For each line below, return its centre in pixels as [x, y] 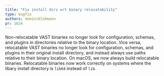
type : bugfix [18, 14]
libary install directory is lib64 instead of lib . [51, 69]
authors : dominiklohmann [30, 19]
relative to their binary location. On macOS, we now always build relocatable [82, 58]
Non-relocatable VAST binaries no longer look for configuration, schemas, [80, 37]
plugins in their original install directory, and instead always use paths [75, 53]
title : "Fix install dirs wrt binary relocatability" [61, 10]
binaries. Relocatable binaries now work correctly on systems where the [78, 63]
